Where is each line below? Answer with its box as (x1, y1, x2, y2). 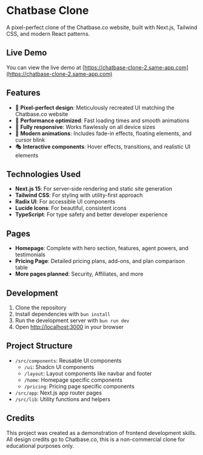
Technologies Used (6, 169, 81, 179)
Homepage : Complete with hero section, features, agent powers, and (15, 245, 189, 252)
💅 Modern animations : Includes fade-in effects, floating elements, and (15, 130, 192, 137)
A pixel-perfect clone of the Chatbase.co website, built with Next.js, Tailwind (6, 24, 198, 31)
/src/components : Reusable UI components (15, 357, 122, 364)
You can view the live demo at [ (6, 64, 85, 71)
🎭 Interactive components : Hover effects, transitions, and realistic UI (15, 143, 191, 150)
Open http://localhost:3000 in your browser (15, 324, 124, 330)
